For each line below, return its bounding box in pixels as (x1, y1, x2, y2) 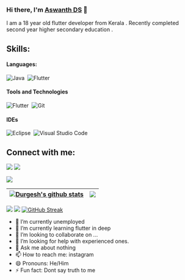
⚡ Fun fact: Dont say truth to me (15, 267, 96, 274)
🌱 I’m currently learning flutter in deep (15, 224, 111, 232)
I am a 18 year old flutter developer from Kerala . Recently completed (6, 20, 179, 27)
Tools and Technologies (6, 88, 68, 95)
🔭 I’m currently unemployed (15, 218, 85, 226)
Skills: (6, 43, 31, 54)
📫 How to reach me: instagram (15, 251, 94, 259)
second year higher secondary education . (6, 26, 114, 33)
